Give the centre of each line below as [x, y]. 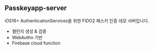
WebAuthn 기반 [27, 37]
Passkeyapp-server [36, 8]
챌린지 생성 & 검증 [29, 31]
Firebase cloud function [36, 43]
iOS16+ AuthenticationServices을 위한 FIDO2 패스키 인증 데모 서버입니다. [77, 21]
